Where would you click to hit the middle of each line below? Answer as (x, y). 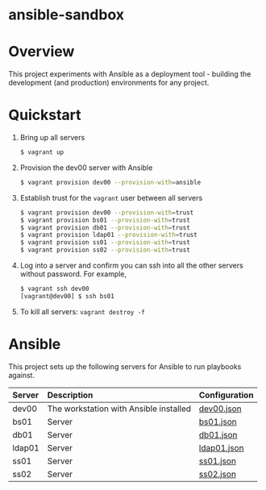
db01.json (218, 434)
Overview (42, 52)
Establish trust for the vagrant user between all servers (111, 197)
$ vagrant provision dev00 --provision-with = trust (107, 212)
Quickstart (45, 115)
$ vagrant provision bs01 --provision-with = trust (105, 220)
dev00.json (220, 409)
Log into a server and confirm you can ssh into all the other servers (131, 266)
